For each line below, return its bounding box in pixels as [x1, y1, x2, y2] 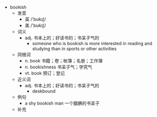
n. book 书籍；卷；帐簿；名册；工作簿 [24, 58, 103, 63]
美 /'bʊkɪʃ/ [24, 22, 46, 28]
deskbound [32, 88, 56, 94]
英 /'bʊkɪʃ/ [24, 16, 46, 22]
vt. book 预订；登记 [24, 70, 65, 76]
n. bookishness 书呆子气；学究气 [24, 64, 92, 70]
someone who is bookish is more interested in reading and [32, 41, 153, 46]
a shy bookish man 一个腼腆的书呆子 [24, 100, 100, 106]
